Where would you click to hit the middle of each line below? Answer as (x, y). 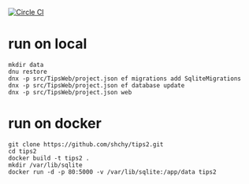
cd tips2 (22, 151)
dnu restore (28, 72)
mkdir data (26, 64)
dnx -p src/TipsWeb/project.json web (70, 92)
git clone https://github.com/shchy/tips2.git (86, 144)
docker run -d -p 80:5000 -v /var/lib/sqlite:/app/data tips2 (112, 172)
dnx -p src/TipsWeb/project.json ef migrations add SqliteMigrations (125, 79)
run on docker (55, 124)
